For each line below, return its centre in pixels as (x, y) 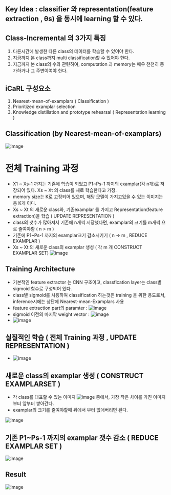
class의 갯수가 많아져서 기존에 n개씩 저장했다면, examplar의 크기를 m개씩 (86, 222)
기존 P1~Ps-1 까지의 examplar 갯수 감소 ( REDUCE (82, 438)
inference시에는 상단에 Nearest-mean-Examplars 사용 (68, 301)
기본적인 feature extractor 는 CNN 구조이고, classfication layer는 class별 (87, 282)
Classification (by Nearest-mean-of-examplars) (83, 134)
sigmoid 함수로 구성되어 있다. (42, 288)
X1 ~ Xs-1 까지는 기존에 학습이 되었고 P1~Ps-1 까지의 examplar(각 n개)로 (86, 184)
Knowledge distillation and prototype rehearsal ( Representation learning (89, 112)
